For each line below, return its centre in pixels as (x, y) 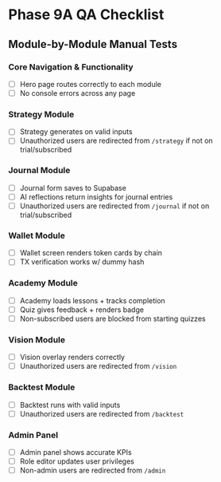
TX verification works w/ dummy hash (82, 262)
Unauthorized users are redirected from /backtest (102, 413)
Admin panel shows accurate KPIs (76, 452)
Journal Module (39, 171)
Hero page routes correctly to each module (90, 84)
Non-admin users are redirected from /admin (93, 470)
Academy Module (43, 283)
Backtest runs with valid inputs (70, 405)
